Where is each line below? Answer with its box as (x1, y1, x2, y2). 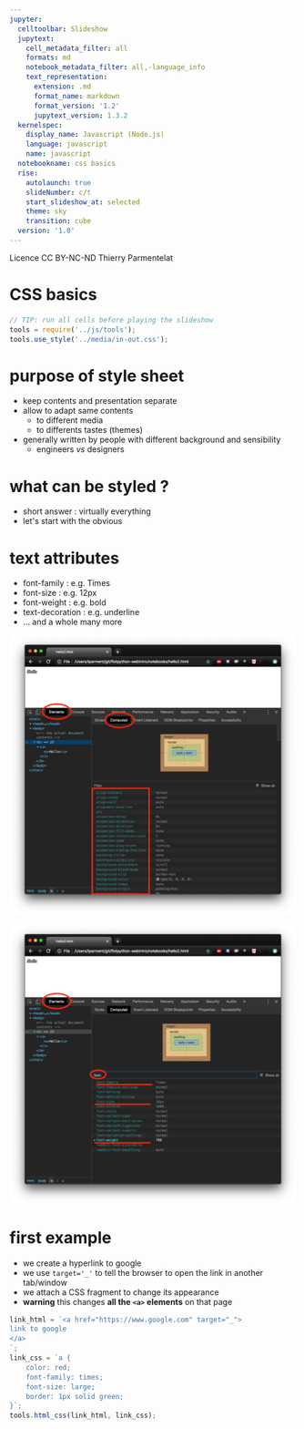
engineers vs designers (35, 444, 125, 455)
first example (9, 1227, 112, 1248)
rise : (17, 169, 39, 178)
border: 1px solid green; (25, 1392, 125, 1401)
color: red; (25, 1362, 71, 1372)
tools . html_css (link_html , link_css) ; (9, 1411, 157, 1421)
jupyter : (9, 15, 43, 24)
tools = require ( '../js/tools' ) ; (9, 324, 137, 334)
